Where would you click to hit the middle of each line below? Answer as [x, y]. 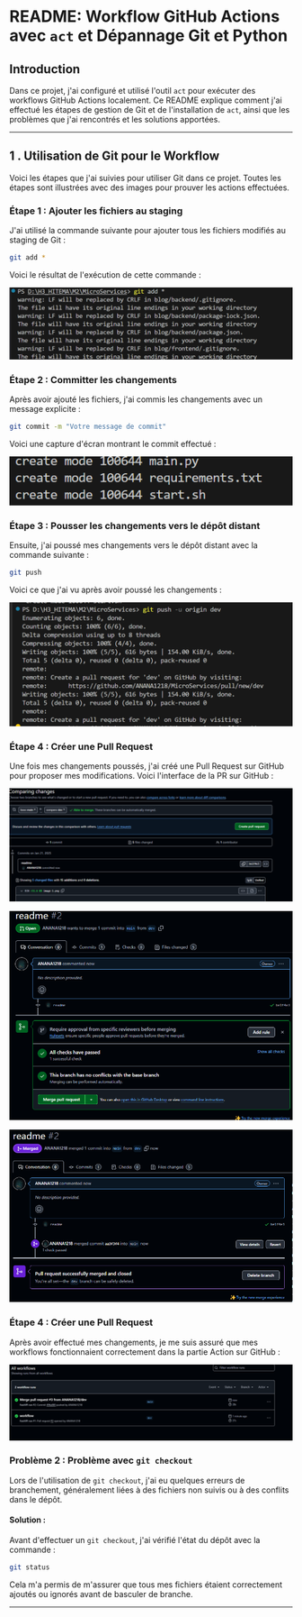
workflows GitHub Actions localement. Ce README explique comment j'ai [146, 100]
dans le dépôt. [36, 1499]
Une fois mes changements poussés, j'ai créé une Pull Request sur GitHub [147, 766]
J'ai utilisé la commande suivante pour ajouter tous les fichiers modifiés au [147, 231]
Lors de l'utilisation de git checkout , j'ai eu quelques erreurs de [127, 1480]
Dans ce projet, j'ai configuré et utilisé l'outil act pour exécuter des [133, 91]
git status [30, 1567]
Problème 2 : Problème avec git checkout [101, 1460]
